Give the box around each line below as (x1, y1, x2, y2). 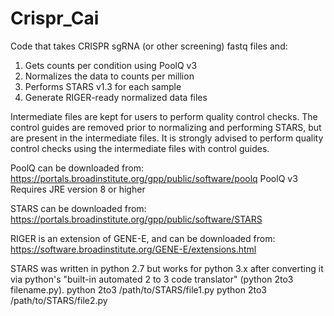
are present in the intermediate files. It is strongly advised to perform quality (10, 132, 324, 144)
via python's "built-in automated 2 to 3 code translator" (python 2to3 (10, 273, 294, 285)
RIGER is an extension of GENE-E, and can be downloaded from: (10, 232, 276, 244)
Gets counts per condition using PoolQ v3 (24, 59, 198, 71)
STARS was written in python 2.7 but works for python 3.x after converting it (10, 262, 324, 274)
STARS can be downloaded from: (10, 202, 147, 214)
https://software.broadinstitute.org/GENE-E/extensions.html (10, 243, 257, 255)
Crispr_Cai (10, 7, 100, 30)
